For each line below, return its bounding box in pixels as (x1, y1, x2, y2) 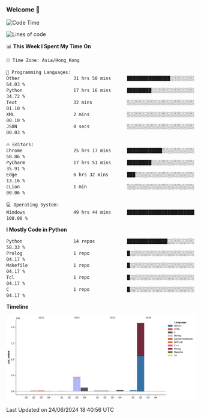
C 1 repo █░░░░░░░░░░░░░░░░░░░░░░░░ (6, 287, 195, 293)
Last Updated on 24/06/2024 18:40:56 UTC (6, 406, 114, 414)
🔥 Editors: (6, 141, 34, 148)
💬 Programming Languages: (6, 69, 71, 76)
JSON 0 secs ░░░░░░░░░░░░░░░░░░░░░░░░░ (6, 123, 195, 130)
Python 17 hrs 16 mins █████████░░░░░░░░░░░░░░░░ (6, 87, 195, 94)
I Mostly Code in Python (6, 226, 67, 234)
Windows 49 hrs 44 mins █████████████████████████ (6, 209, 195, 216)
